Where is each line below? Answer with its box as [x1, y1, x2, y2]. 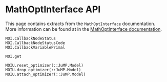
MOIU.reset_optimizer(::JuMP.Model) [5, 63, 83, 68]
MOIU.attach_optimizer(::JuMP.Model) [5, 72, 86, 77]
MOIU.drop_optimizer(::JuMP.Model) [5, 67, 81, 72]
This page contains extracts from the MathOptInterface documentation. [5, 20, 156, 27]
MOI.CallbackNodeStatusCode [5, 40, 66, 46]
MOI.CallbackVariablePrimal [5, 45, 66, 50]
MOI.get [5, 54, 22, 59]
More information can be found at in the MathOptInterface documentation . [5, 26, 162, 32]
